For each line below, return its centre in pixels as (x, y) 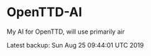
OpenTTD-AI (44, 12)
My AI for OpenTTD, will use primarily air (66, 31)
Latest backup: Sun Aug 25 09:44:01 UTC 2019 (75, 45)
